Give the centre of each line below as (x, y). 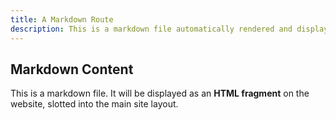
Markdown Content (72, 69)
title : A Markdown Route (62, 19)
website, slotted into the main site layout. (94, 104)
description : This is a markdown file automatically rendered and (151, 29)
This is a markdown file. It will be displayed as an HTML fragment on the (160, 93)
